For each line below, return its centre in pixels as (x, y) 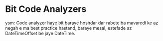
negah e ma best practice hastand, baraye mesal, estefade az (69, 28)
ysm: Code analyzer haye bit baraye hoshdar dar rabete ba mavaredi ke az (82, 23)
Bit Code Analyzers (46, 9)
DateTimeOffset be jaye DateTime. (40, 33)
